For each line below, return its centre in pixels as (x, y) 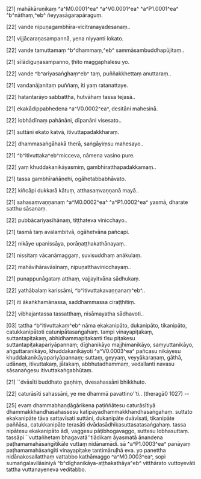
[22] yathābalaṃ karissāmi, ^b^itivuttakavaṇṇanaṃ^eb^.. (76, 290)
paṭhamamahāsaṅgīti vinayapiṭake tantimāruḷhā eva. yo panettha (86, 450)
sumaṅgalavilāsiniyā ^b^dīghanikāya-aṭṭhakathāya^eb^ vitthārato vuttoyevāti (101, 463)
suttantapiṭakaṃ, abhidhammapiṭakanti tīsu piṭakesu (71, 338)
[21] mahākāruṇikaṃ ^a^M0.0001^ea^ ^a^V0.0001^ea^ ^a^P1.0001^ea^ (92, 9)
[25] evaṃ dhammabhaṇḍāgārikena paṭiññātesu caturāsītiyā (81, 405)
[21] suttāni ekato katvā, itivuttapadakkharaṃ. (63, 132)
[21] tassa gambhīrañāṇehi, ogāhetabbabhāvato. (66, 179)
